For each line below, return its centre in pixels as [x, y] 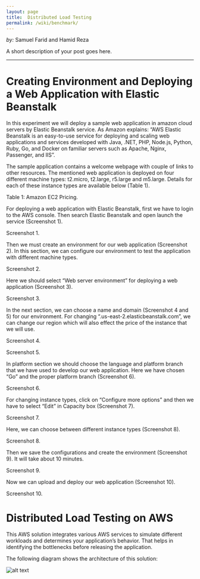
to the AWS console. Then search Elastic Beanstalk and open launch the [95, 215]
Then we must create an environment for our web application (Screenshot [97, 245]
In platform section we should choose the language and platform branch [95, 364]
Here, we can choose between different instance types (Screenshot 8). [93, 429]
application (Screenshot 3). [40, 287]
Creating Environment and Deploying [99, 81]
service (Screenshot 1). [35, 221]
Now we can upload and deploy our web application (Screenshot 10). [91, 482]
